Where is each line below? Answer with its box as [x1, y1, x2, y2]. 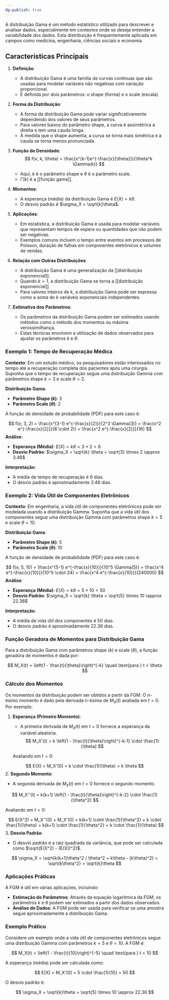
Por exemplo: [5, 704, 33, 710]
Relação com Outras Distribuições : [12, 258, 87, 264]
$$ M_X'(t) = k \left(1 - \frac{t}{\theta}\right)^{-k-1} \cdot [25, 738, 143, 744]
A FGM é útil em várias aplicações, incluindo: [5, 885, 99, 891]
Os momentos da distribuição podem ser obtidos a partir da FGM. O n [5, 692, 150, 698]
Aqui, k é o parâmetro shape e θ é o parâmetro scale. [20, 171, 131, 177]
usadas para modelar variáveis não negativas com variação [20, 81, 144, 87]
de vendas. [20, 248, 44, 254]
